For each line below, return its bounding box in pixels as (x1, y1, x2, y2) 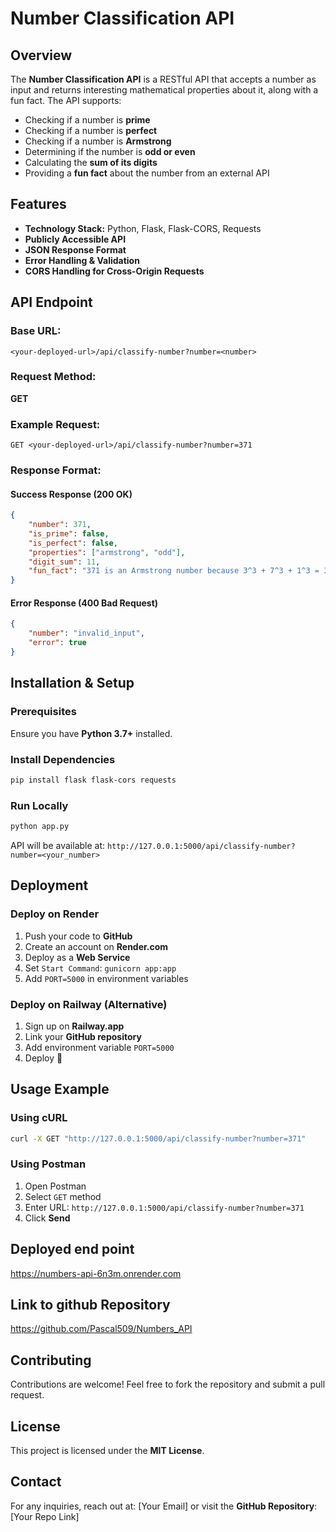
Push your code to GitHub (24, 930, 133, 942)
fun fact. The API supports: (10, 95, 122, 106)
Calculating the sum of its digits (24, 157, 158, 168)
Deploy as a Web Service (24, 951, 131, 963)
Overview (10, 47, 73, 64)
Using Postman (10, 1157, 87, 1171)
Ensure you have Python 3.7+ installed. (10, 727, 173, 739)
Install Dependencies (10, 752, 116, 766)
